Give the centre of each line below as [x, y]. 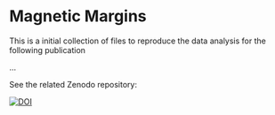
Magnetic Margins [78, 16]
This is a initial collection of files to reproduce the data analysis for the [138, 41]
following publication [48, 50]
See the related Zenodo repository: [73, 84]
